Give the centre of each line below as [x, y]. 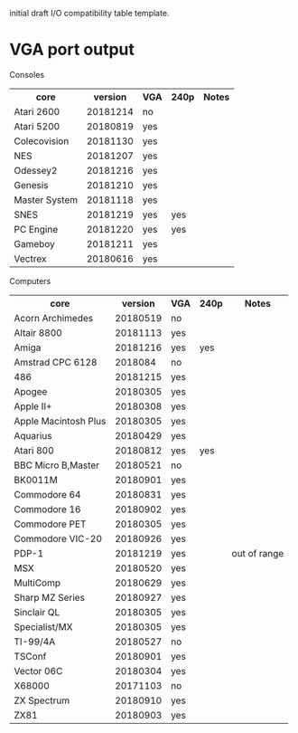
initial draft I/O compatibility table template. [89, 13]
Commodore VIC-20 [58, 538]
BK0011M [36, 480]
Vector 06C [38, 671]
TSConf [30, 656]
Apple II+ [33, 406]
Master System [46, 200]
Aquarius [33, 435]
